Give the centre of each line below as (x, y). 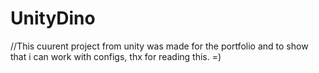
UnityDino (53, 18)
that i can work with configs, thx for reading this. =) (116, 56)
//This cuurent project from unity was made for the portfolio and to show (159, 46)
